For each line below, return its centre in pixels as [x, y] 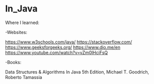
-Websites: [16, 32]
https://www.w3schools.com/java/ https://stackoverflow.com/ [69, 42]
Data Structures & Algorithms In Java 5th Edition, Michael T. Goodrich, [77, 72]
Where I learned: [22, 22]
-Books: [13, 62]
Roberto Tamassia [24, 77]
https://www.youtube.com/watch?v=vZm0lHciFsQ [57, 52]
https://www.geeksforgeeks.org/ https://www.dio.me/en [63, 47]
